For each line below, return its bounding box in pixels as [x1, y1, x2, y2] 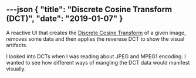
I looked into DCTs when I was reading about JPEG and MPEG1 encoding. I [6, 52, 186, 60]
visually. [6, 65, 26, 72]
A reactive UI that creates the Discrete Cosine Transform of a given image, [6, 29, 186, 36]
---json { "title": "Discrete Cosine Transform [6, 5, 173, 15]
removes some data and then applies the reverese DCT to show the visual [6, 35, 185, 42]
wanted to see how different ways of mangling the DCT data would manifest [6, 59, 190, 66]
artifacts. [6, 41, 28, 48]
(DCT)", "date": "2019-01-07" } [6, 14, 123, 24]
